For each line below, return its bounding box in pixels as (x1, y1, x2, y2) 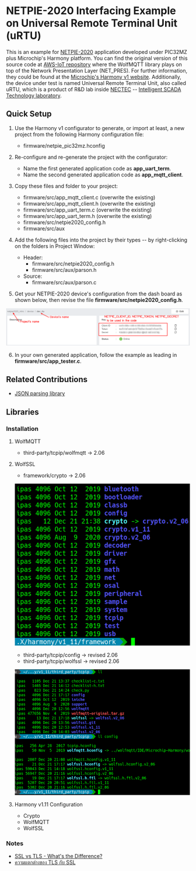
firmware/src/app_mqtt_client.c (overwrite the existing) (23, 193, 156, 200)
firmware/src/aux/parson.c (32, 278, 97, 285)
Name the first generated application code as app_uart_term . (23, 165, 171, 172)
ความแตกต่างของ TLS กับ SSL (14, 859, 76, 866)
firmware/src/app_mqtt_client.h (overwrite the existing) (23, 200, 156, 207)
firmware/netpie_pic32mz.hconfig (23, 142, 105, 149)
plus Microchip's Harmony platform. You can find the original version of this (6, 55, 188, 62)
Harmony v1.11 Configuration (14, 801, 83, 808)
